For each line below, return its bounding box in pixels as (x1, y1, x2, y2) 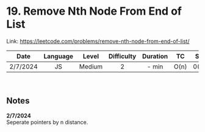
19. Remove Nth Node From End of (6, 4, 182, 18)
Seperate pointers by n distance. (6, 118, 88, 126)
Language (43, 52, 74, 61)
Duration (142, 52, 168, 61)
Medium (79, 62, 103, 71)
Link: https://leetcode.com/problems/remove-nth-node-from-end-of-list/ (6, 37, 190, 45)
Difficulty (109, 52, 137, 61)
